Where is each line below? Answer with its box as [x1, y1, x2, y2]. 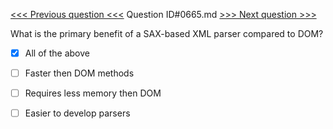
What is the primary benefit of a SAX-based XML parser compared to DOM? [10, 28, 324, 39]
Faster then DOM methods [24, 67, 135, 79]
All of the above [24, 47, 90, 59]
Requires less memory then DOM [24, 87, 162, 99]
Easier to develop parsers [24, 107, 131, 119]
